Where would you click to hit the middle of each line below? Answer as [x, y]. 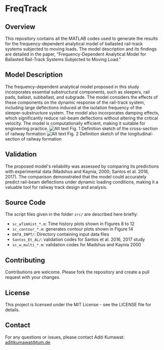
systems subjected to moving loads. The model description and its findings [81, 49]
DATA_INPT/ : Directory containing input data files [61, 234]
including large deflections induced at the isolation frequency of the [74, 107]
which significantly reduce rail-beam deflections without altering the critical [82, 118]
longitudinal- [141, 134]
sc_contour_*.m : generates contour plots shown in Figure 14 [73, 229]
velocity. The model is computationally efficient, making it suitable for [75, 123]
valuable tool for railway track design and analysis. [56, 187]
